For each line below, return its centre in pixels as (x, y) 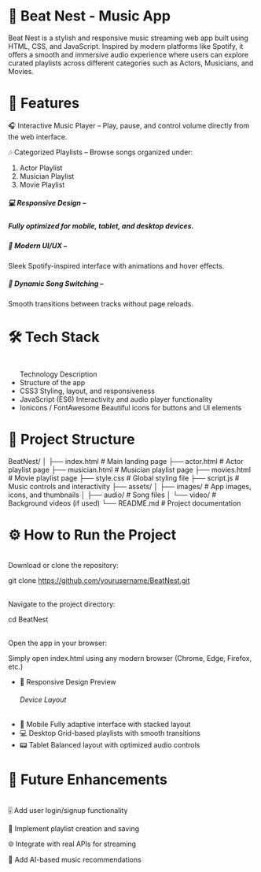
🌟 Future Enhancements (88, 780)
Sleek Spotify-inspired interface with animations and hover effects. (116, 265)
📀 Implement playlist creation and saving (74, 828)
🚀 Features (44, 104)
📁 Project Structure (72, 440)
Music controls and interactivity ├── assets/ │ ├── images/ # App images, (130, 486)
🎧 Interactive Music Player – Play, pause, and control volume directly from (129, 125)
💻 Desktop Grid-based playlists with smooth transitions (110, 733)
